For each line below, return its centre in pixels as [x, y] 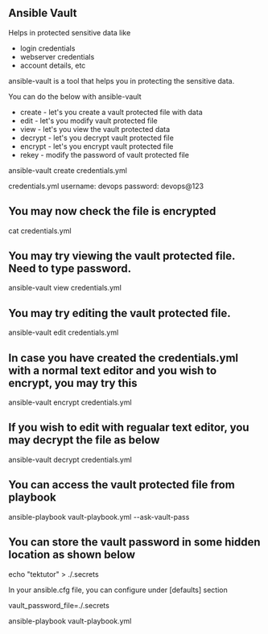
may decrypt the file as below [84, 441]
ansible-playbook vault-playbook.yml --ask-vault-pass [99, 517]
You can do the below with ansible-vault [75, 97]
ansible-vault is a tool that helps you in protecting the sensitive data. [122, 80]
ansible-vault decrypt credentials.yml [70, 459]
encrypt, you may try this [73, 383]
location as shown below [72, 555]
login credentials [47, 48]
